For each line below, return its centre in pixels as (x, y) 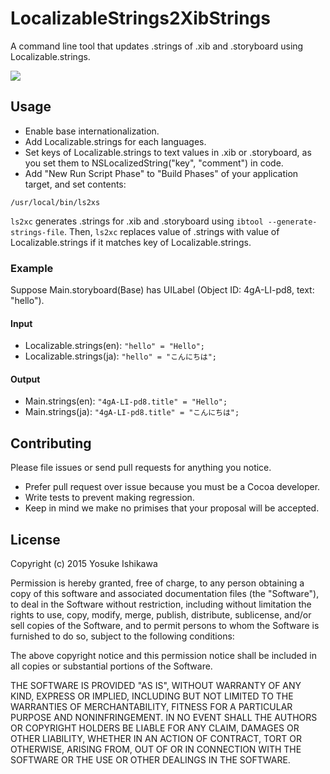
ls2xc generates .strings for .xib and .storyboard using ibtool (137, 221)
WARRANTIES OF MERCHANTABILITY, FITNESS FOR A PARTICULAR (151, 707)
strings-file (37, 232)
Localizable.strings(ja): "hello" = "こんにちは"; (121, 356)
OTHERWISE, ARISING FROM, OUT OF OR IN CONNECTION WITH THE (156, 749)
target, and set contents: (75, 184)
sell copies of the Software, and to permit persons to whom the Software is (165, 626)
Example (32, 268)
